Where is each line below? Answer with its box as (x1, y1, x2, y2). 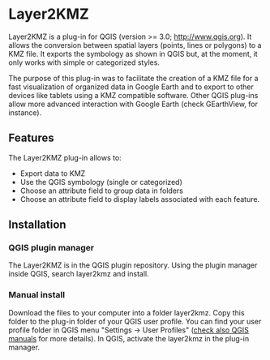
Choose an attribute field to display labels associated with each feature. (19, 194, 260, 204)
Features (8, 131, 54, 145)
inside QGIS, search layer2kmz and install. (8, 269, 150, 279)
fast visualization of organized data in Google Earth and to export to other (8, 82, 254, 92)
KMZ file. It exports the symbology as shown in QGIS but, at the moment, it (8, 49, 258, 58)
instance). (8, 107, 42, 118)
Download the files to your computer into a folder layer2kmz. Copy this (8, 307, 245, 317)
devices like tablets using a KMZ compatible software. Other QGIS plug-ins (8, 90, 259, 100)
